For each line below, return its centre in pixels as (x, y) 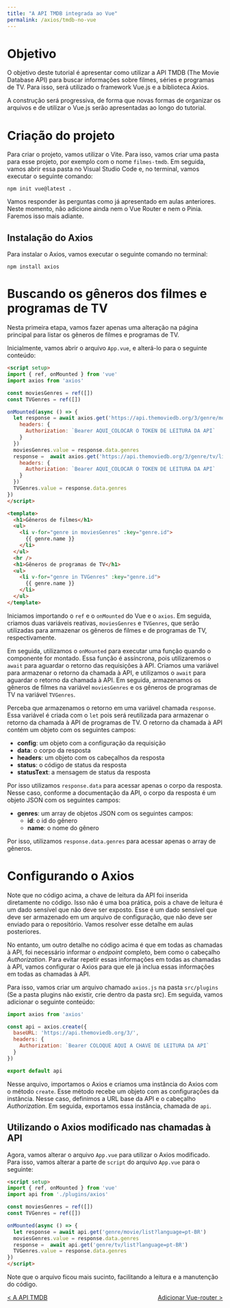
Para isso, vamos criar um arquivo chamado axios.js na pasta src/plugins (113, 987)
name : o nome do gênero (63, 827)
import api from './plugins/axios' (58, 1195)
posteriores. (24, 931)
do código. (22, 1284)
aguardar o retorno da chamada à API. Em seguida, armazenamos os (104, 680)
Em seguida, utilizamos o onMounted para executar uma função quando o (109, 651)
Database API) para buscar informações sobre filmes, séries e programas (111, 80)
